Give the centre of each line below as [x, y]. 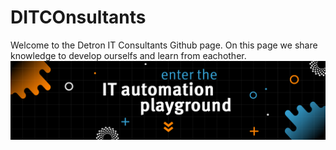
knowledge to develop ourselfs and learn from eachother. [128, 55]
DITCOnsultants [78, 17]
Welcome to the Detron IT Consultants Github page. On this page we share [164, 45]
